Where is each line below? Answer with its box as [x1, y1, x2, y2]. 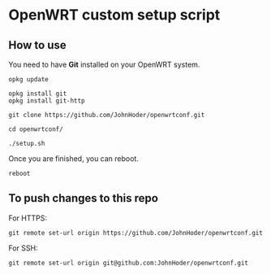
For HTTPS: [8, 213, 47, 223]
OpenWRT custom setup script [8, 6, 221, 24]
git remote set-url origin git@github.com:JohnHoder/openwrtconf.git [8, 259, 249, 267]
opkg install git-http [8, 97, 85, 105]
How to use [8, 38, 67, 52]
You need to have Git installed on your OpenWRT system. [8, 59, 200, 69]
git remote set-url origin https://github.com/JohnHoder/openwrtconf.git [8, 229, 264, 237]
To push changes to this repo [8, 191, 158, 205]
